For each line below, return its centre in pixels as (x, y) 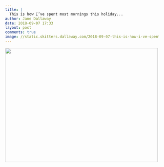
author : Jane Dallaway (28, 19)
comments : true (20, 32)
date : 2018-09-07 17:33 (29, 23)
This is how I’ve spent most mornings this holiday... (66, 14)
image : (12, 37)
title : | (14, 9)
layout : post (18, 28)
